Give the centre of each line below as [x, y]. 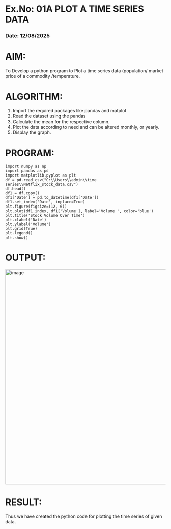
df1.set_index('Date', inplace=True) [45, 202]
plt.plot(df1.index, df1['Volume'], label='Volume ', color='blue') [79, 211]
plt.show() [17, 238]
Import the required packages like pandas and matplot [69, 110]
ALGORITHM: [34, 97]
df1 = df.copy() [22, 193]
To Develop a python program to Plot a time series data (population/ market [84, 71]
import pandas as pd [27, 171]
